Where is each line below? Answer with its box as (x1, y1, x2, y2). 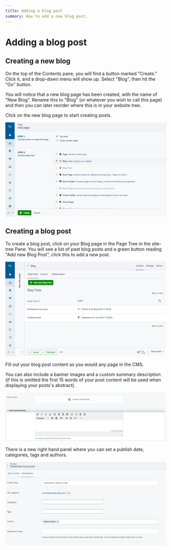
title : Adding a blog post (5, 8, 63, 13)
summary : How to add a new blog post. (5, 13, 88, 19)
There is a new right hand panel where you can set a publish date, (5, 446, 144, 453)
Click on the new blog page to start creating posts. (5, 112, 112, 118)
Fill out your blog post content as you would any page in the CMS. (5, 361, 144, 368)
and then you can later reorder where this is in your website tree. (5, 102, 141, 108)
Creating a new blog (5, 57, 70, 66)
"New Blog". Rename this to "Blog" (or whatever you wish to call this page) (5, 96, 162, 103)
